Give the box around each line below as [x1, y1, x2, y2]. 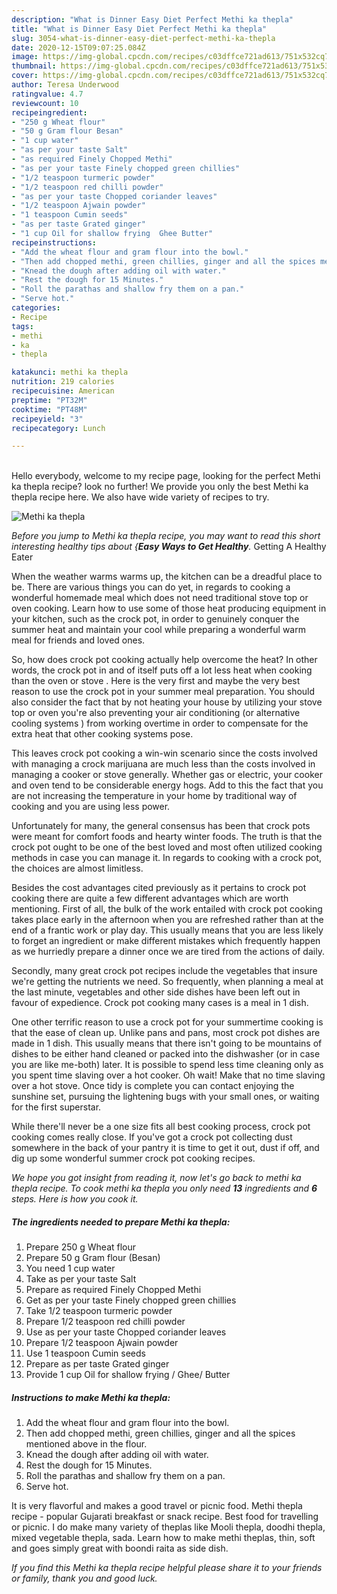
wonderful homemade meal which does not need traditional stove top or [11, 592, 309, 604]
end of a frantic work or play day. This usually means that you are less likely [11, 924, 324, 936]
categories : [11, 303, 61, 313]
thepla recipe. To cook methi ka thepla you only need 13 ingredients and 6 [11, 1182, 318, 1195]
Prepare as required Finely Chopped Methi [25, 1284, 202, 1296]
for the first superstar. [11, 1101, 102, 1113]
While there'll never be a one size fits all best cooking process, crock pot [11, 1121, 311, 1133]
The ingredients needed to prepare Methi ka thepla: [11, 1216, 231, 1228]
